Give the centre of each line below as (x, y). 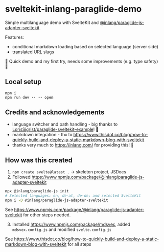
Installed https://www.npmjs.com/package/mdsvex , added (71, 224)
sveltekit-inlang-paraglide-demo (73, 9)
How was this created (39, 160)
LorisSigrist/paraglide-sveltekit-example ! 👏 (55, 129)
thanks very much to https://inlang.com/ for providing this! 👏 (73, 145)
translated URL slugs (33, 52)
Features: (15, 37)
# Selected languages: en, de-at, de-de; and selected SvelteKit (73, 196)
